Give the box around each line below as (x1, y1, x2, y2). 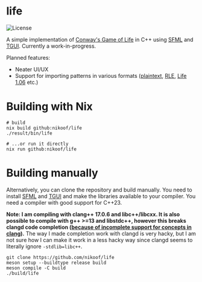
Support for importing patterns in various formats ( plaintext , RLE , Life (14, 72, 187, 79)
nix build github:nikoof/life (6, 125, 83, 131)
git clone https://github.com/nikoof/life (6, 254, 115, 260)
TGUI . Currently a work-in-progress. (6, 42, 96, 50)
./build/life (6, 270, 39, 276)
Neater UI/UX (14, 65, 49, 73)
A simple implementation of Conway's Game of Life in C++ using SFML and (6, 36, 194, 43)
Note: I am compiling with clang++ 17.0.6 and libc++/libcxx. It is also (6, 210, 180, 218)
